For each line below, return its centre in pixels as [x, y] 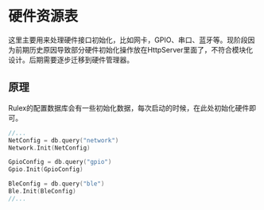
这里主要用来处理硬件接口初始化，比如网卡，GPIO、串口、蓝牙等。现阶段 [128, 40]
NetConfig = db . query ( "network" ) [64, 140]
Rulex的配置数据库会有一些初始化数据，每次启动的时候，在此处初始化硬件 [129, 107]
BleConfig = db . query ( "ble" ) [56, 184]
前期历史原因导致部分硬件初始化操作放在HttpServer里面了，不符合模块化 [134, 49]
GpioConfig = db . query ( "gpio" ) [60, 162]
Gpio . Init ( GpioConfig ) [46, 169]
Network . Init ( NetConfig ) [49, 148]
